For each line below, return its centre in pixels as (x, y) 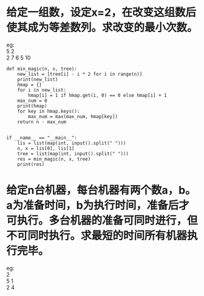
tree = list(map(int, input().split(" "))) (73, 153)
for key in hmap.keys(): (49, 111)
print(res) (31, 164)
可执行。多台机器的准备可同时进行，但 (102, 220)
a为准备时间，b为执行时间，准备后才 (98, 205)
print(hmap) (32, 106)
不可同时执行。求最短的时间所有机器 (97, 236)
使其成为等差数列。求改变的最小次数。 (102, 28)
